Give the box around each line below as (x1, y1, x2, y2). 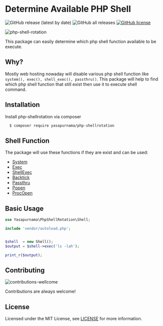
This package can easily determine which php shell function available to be (5, 38, 157, 44)
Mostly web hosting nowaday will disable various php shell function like (5, 71, 149, 77)
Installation (5, 101, 40, 109)
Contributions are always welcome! (5, 288, 76, 294)
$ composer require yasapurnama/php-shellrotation (9, 123, 115, 128)
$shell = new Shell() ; (5, 239, 54, 244)
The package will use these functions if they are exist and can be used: (5, 150, 148, 155)
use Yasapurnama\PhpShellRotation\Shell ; (5, 217, 91, 222)
